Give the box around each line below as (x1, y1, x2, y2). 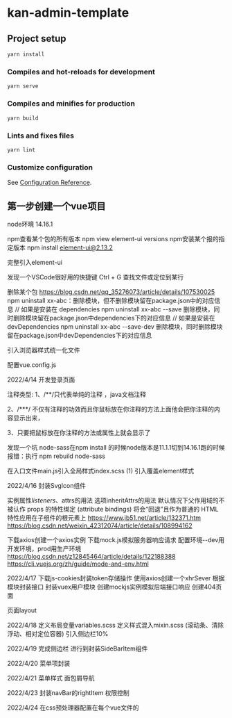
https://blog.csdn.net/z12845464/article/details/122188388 (7, 553, 176, 560)
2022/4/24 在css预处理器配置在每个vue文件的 (7, 703, 139, 712)
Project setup (7, 33, 67, 44)
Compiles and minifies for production (7, 99, 135, 108)
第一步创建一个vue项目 (7, 200, 106, 212)
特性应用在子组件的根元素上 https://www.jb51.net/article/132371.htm (7, 514, 202, 522)
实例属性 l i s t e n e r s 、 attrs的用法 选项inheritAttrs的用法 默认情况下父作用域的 (7, 496, 219, 505)
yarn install (7, 51, 45, 58)
